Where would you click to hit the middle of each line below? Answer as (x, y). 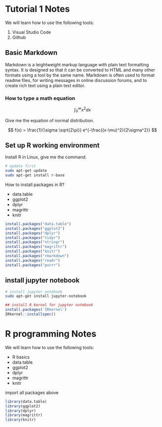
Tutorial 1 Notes (38, 9)
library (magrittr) (24, 415)
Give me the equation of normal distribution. (50, 120)
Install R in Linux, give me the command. (46, 157)
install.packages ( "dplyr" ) (33, 233)
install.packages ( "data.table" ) (38, 224)
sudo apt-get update (26, 171)
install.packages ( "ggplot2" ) (35, 228)
